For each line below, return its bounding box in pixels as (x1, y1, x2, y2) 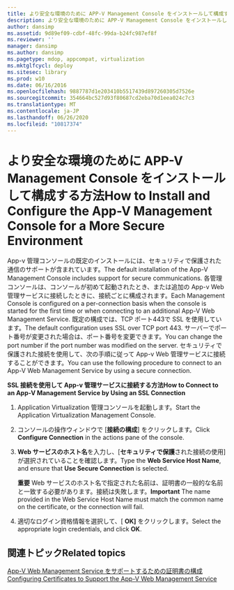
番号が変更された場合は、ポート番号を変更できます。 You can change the (13, 332, 223, 341)
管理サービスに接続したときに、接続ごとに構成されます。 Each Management (7, 291, 225, 300)
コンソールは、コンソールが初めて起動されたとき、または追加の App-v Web (7, 283, 224, 291)
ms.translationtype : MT (7, 101, 77, 108)
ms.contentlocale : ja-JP (7, 108, 79, 115)
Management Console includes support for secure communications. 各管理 (7, 274, 223, 283)
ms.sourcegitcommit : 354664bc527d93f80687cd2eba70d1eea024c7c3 (7, 95, 195, 102)
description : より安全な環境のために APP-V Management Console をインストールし (7, 17, 228, 24)
